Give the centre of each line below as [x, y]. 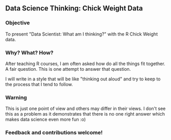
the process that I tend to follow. [39, 84]
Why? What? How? [29, 52]
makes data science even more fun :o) [45, 120]
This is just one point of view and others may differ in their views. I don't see [86, 108]
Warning [16, 97]
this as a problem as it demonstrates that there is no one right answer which [85, 114]
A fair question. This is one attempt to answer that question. [68, 69]
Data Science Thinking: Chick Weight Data [74, 8]
